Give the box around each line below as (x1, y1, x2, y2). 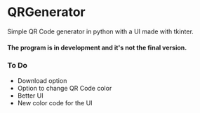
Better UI (17, 91, 44, 100)
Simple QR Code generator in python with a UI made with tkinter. (7, 27, 194, 36)
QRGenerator (7, 4, 86, 20)
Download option (17, 76, 67, 84)
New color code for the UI (17, 98, 93, 107)
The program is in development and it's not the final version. (7, 43, 187, 52)
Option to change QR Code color (17, 84, 112, 92)
